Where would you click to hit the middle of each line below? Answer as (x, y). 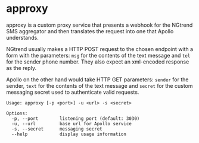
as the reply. (21, 68)
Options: (17, 113)
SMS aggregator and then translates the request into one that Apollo (90, 31)
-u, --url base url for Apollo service (72, 123)
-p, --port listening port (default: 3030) (76, 118)
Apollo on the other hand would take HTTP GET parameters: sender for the (97, 80)
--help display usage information (69, 134)
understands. (22, 37)
